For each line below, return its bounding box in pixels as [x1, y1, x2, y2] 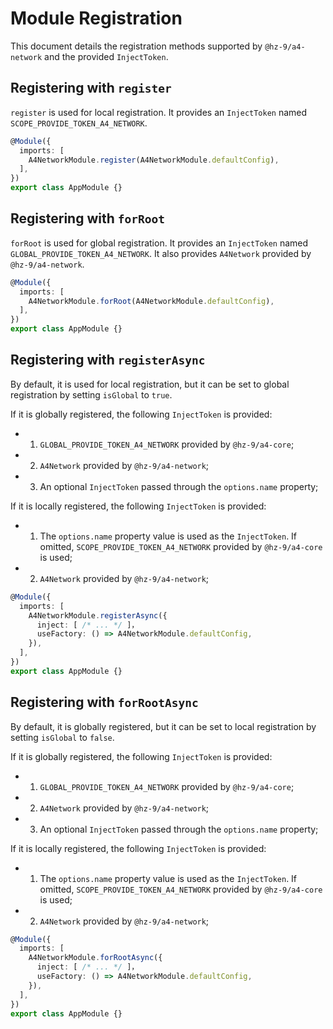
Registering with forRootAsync [10, 694, 199, 711]
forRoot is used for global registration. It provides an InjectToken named [10, 237, 309, 249]
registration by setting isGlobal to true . [10, 388, 173, 401]
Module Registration [10, 7, 183, 30]
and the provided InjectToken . [44, 50, 169, 62]
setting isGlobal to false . [10, 731, 115, 743]
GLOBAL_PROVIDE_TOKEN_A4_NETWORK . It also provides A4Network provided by [10, 247, 312, 259]
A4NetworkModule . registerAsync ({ [28, 610, 168, 621]
